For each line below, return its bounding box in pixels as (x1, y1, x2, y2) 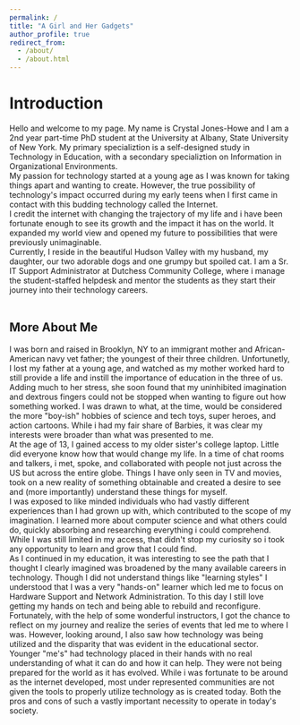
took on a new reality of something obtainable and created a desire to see (9, 476, 282, 488)
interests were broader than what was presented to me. (9, 429, 214, 439)
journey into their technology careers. (9, 284, 149, 295)
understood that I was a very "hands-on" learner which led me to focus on (9, 581, 284, 592)
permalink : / (9, 13, 58, 22)
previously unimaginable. (9, 236, 102, 247)
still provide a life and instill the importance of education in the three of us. (9, 372, 284, 383)
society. (9, 704, 39, 716)
